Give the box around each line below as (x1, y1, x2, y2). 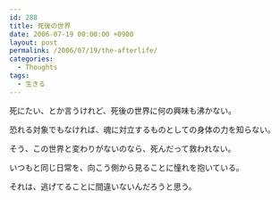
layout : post (9, 37, 58, 47)
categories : (9, 54, 54, 63)
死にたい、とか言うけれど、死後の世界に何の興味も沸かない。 (9, 104, 237, 116)
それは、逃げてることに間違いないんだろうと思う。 (9, 180, 197, 192)
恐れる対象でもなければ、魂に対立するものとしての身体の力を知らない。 (9, 124, 276, 135)
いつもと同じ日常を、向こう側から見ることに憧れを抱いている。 (9, 162, 244, 172)
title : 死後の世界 (9, 21, 72, 30)
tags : (9, 71, 30, 80)
